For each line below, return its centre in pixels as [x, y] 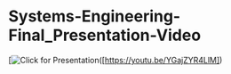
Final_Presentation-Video [105, 35]
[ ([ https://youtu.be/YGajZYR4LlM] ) [115, 60]
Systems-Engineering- [95, 16]
